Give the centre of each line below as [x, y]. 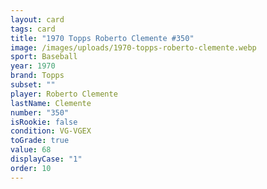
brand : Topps [37, 76]
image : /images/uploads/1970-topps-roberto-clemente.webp [133, 47]
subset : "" [33, 85]
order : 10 [31, 168]
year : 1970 [33, 66]
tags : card [33, 29]
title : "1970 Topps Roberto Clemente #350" [102, 38]
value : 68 [31, 150]
